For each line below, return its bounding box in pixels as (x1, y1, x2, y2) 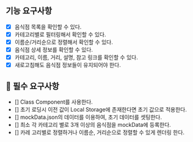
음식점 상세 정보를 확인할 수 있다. (14, 46, 93, 53)
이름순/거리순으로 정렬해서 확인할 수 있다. (14, 38, 114, 46)
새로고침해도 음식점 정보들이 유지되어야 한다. (14, 62, 122, 69)
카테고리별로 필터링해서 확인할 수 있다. (14, 30, 106, 38)
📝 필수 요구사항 (5, 81, 59, 91)
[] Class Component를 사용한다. (14, 98, 93, 105)
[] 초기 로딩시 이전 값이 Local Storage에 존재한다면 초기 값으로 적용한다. (14, 106, 187, 113)
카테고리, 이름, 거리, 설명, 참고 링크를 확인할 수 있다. (14, 54, 138, 61)
